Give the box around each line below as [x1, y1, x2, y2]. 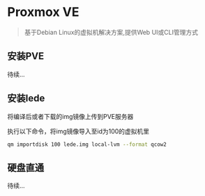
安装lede [7, 92, 45, 104]
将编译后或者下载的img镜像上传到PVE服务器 [7, 112, 134, 120]
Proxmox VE [7, 4, 79, 20]
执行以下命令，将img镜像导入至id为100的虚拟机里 [7, 126, 150, 136]
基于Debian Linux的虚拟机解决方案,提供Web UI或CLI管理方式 [24, 28, 199, 36]
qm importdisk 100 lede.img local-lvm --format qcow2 [7, 140, 167, 148]
